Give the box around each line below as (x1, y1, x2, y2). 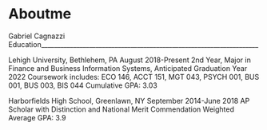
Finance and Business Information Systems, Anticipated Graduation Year (8, 63, 248, 73)
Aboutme (8, 5, 72, 23)
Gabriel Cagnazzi (8, 31, 66, 41)
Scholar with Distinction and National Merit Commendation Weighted (8, 104, 234, 114)
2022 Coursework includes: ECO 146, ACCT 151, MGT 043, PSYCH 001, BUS (8, 72, 260, 81)
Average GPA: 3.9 (8, 112, 66, 122)
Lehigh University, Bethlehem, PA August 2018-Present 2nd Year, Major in (8, 55, 252, 65)
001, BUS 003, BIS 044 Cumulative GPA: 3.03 (8, 81, 157, 90)
